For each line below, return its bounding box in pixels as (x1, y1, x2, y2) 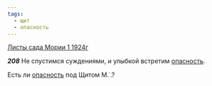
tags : (7, 10, 23, 18)
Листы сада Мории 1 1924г (7, 43, 89, 52)
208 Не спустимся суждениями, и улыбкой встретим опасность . (7, 57, 206, 65)
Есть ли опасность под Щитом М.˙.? (7, 70, 115, 79)
